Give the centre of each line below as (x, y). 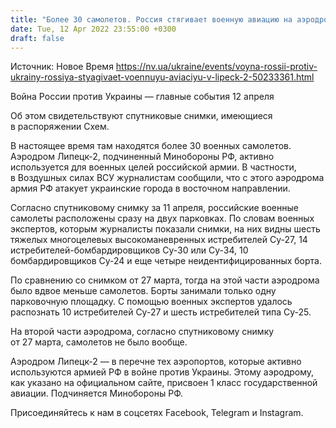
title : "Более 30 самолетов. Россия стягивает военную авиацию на (151, 19)
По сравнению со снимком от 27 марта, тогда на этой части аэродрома (165, 280)
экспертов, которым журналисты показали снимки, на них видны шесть (165, 229)
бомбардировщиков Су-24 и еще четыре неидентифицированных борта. (166, 261)
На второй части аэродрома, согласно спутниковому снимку (142, 332)
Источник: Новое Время (62, 67)
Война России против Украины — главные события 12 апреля (142, 97)
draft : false (37, 38)
